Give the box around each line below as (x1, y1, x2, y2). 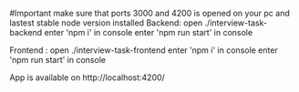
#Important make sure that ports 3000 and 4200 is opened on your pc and (9, 8, 290, 18)
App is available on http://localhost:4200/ (9, 72, 166, 83)
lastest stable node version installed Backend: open (9, 17, 203, 28)
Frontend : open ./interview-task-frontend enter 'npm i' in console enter (9, 45, 278, 56)
